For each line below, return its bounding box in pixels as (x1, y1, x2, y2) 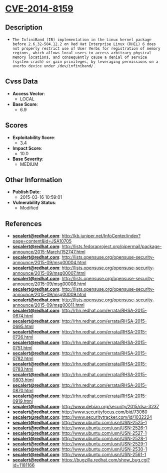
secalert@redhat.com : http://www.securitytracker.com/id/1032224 (12, 414, 152, 420)
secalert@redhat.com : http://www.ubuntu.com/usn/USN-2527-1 (12, 430, 147, 436)
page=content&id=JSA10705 (12, 238, 71, 244)
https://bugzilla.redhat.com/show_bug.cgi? (61, 457, 150, 463)
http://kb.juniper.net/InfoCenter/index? (61, 233, 141, 239)
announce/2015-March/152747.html (12, 249, 86, 255)
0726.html (12, 334, 33, 340)
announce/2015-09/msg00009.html (12, 292, 86, 298)
